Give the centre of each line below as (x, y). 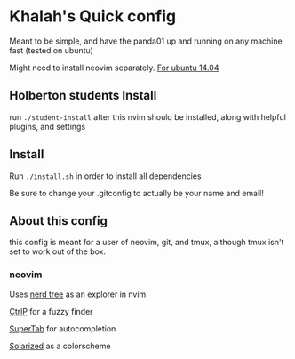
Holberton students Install (83, 96)
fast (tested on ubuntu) (51, 50)
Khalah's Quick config (92, 16)
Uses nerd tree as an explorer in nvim (78, 294)
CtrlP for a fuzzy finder (51, 311)
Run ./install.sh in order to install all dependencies (105, 176)
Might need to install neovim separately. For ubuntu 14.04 (114, 68)
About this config (59, 221)
